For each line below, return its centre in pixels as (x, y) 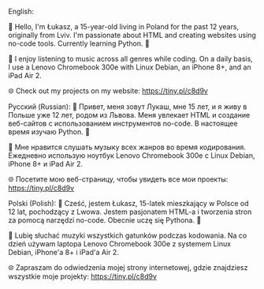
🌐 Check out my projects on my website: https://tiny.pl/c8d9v (108, 91)
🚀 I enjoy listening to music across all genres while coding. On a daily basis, (131, 59)
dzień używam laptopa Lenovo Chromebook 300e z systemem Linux (119, 244)
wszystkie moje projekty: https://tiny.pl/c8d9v (83, 276)
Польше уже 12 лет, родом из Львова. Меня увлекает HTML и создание (129, 115)
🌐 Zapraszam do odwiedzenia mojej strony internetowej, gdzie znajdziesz (128, 267)
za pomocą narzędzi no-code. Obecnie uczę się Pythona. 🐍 (105, 220)
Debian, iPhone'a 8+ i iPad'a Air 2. (64, 252)
